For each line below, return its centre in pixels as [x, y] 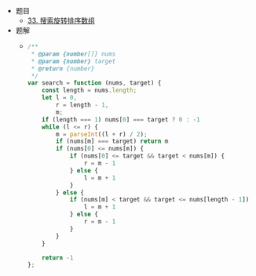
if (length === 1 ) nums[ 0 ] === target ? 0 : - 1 [121, 119]
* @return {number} [63, 68]
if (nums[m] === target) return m [112, 142]
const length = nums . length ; [90, 91]
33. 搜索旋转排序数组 [61, 20]
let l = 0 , [59, 98]
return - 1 [58, 258]
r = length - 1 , [82, 105]
